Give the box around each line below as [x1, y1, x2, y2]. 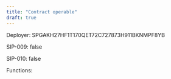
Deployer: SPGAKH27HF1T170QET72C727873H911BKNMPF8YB [6, 31, 166, 38]
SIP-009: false [6, 43, 43, 50]
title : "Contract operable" [6, 9, 78, 15]
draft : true [6, 15, 37, 21]
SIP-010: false [6, 55, 41, 62]
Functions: [6, 66, 33, 74]
